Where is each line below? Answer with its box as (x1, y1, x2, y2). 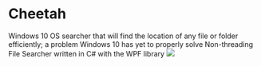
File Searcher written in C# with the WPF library (8, 49, 165, 58)
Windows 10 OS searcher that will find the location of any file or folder (8, 31, 239, 41)
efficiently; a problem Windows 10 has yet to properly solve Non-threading (8, 39, 254, 49)
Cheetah (8, 5, 66, 23)
